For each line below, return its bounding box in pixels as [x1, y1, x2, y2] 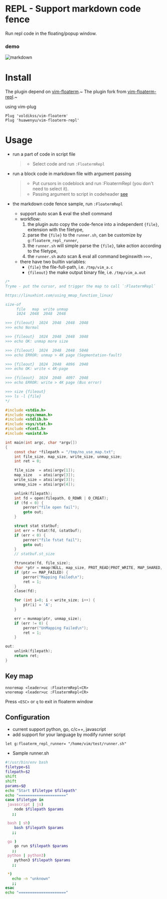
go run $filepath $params [14, 844, 69, 849]
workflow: [20, 216, 41, 222]
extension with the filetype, [27, 227, 84, 233]
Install [5, 72, 32, 84]
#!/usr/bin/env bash [5, 760, 49, 765]
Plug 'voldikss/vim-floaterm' [5, 114, 69, 119]
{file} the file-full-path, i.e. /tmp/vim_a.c [27, 264, 113, 270]
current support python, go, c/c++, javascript [12, 726, 106, 732]
